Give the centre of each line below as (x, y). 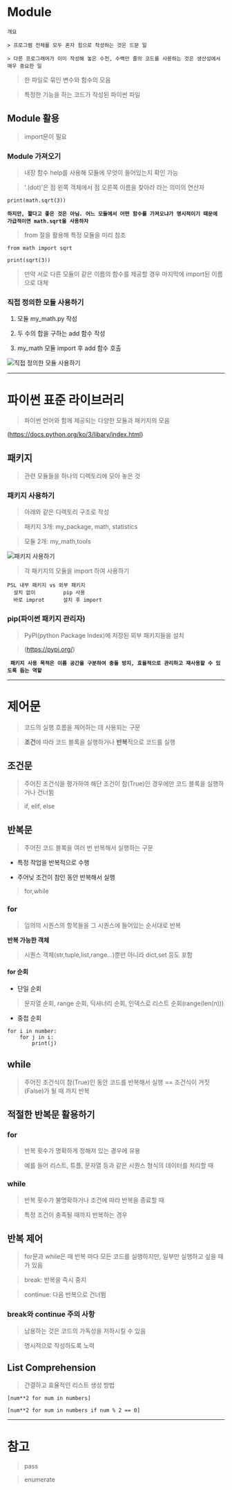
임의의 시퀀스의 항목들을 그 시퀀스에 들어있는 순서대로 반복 (103, 925)
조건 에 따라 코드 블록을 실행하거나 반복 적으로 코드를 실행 (100, 742)
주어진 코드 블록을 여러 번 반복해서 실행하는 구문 (88, 848)
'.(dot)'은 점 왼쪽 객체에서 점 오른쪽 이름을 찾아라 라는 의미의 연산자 (114, 187)
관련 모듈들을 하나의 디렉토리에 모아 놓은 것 (82, 476)
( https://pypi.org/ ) (49, 649)
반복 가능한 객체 (28, 939)
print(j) (45, 1043)
